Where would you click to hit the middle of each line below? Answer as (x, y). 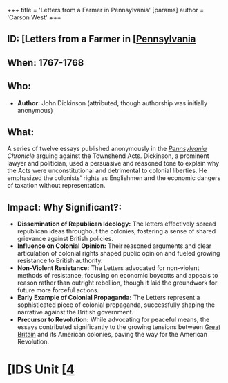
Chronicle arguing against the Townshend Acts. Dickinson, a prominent (108, 156)
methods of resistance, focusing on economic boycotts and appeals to (117, 276)
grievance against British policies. (65, 239)
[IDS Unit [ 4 (41, 369)
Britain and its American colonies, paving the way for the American (112, 335)
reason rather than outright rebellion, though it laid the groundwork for (117, 283)
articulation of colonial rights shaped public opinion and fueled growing (118, 253)
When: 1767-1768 (46, 63)
